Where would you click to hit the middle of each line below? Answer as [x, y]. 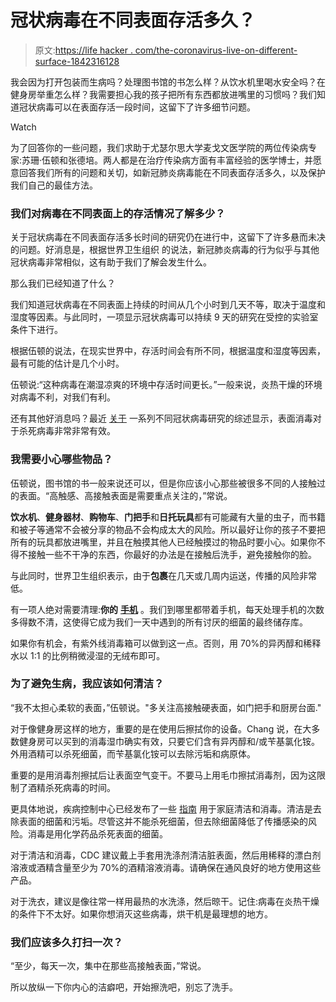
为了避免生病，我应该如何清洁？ [87, 684]
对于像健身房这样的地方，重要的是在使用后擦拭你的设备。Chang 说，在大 [161, 728]
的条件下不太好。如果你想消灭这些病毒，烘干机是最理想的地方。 [141, 913]
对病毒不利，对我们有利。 [63, 397]
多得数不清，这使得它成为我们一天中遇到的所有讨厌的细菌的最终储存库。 [159, 622]
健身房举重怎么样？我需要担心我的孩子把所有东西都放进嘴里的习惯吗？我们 [163, 94]
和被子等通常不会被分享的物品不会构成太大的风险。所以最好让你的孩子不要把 [168, 529]
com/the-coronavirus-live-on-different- [216, 50]
